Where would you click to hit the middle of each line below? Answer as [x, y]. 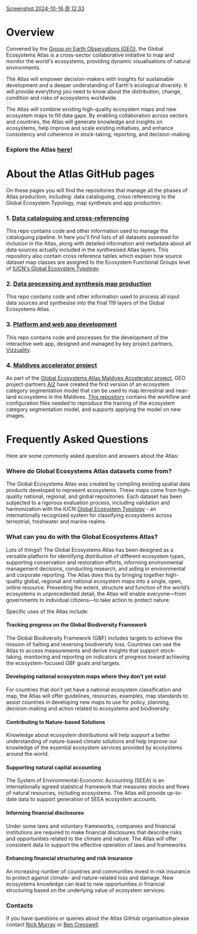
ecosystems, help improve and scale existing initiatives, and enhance [90, 128]
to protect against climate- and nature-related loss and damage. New [90, 877]
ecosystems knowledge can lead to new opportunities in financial [85, 884]
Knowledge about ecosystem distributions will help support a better [88, 735]
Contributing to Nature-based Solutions [56, 722]
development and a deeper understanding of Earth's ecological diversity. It [97, 85]
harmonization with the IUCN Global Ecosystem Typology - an [81, 509]
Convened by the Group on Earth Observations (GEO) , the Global [85, 48]
